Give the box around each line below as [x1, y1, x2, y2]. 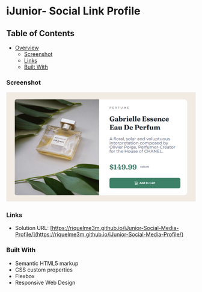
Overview [14, 44, 39, 51]
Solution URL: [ [14, 225, 52, 232]
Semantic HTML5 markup [14, 259, 79, 267]
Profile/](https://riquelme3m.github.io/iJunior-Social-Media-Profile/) [14, 231, 184, 238]
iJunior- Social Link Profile [6, 4, 141, 18]
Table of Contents [6, 28, 75, 39]
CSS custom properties [14, 266, 73, 273]
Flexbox [14, 272, 35, 279]
